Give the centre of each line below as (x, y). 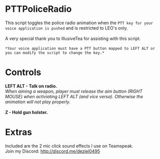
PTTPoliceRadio (38, 9)
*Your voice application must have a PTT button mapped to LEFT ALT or (80, 48)
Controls (23, 72)
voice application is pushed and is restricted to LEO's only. (66, 28)
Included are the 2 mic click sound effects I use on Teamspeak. (69, 146)
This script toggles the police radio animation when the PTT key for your (79, 23)
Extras (18, 132)
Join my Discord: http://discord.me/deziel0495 (52, 151)
